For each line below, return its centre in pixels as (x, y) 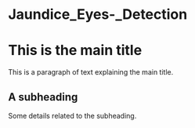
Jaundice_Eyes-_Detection (98, 15)
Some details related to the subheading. (72, 115)
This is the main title (75, 51)
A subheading (43, 97)
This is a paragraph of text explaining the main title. (91, 72)
